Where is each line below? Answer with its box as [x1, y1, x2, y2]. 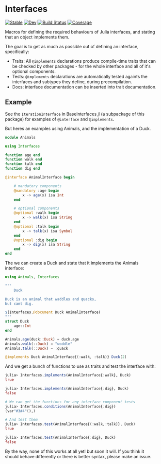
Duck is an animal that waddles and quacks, [5, 297, 97, 302]
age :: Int [14, 323, 32, 328]
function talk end [5, 161, 42, 166]
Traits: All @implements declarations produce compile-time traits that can [12, 58, 156, 64]
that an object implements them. [5, 34, 69, 40]
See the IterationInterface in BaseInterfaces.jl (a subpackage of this [5, 111, 145, 117]
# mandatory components [14, 183, 62, 188]
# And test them [5, 417, 38, 422]
